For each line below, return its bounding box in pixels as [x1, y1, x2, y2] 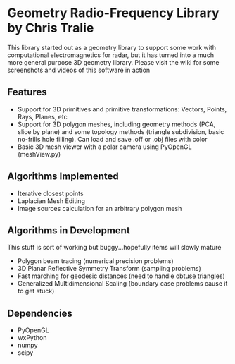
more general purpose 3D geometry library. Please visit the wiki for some [7, 58, 220, 66]
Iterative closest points [17, 189, 84, 198]
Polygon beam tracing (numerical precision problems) [17, 257, 174, 265]
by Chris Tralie [7, 20, 94, 36]
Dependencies [7, 307, 72, 319]
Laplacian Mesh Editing [17, 196, 86, 205]
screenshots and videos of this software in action [7, 66, 151, 74]
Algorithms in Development [7, 224, 130, 236]
